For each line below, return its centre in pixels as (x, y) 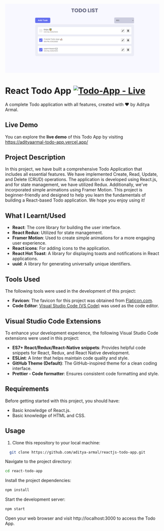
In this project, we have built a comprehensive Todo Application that (74, 169)
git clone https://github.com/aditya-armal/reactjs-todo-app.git (78, 452)
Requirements (27, 389)
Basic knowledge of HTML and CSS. (49, 416)
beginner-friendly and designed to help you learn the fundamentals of (75, 195)
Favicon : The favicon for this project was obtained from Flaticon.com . (82, 300)
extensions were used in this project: (42, 338)
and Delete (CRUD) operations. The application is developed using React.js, (81, 180)
